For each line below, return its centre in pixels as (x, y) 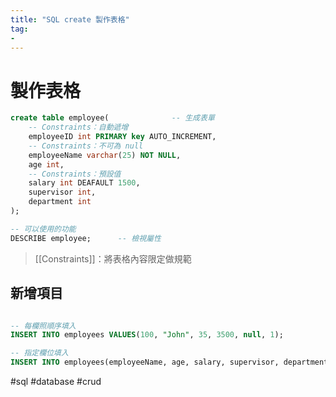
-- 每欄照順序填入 (43, 326)
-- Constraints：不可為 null (86, 146)
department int (60, 202)
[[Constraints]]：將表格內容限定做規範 (113, 258)
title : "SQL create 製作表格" (70, 19)
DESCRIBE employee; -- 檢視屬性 (86, 238)
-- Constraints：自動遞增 (78, 127)
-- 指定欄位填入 (39, 353)
